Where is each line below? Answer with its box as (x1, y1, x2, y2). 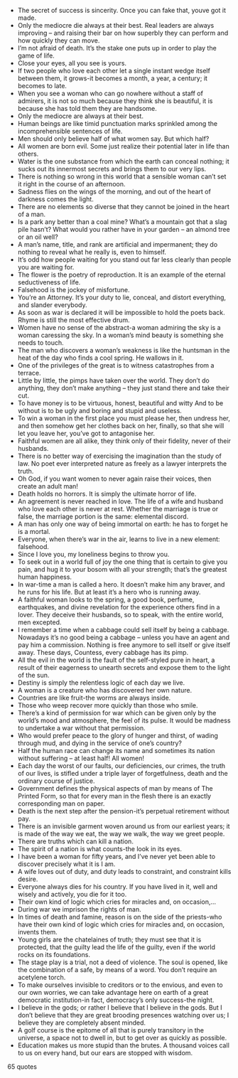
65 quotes (7, 1062, 38, 1071)
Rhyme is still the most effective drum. (17, 316, 130, 324)
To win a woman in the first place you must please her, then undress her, (17, 414, 231, 422)
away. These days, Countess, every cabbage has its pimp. (17, 649, 189, 656)
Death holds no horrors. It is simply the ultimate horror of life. (17, 490, 197, 498)
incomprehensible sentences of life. (17, 127, 123, 135)
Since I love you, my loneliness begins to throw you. (17, 550, 170, 558)
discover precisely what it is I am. (17, 860, 116, 868)
